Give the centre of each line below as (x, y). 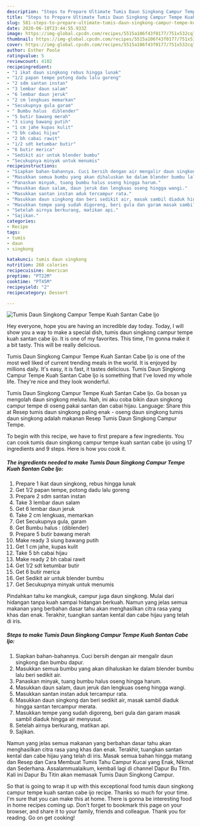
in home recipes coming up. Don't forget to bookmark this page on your (94, 805)
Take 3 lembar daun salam (48, 502)
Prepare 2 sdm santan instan (50, 497)
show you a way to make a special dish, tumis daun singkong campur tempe (100, 332)
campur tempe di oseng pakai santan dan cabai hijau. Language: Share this (99, 406)
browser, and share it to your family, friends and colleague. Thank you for (96, 812)
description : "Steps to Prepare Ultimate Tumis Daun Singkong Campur (95, 12)
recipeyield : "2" (28, 287)
